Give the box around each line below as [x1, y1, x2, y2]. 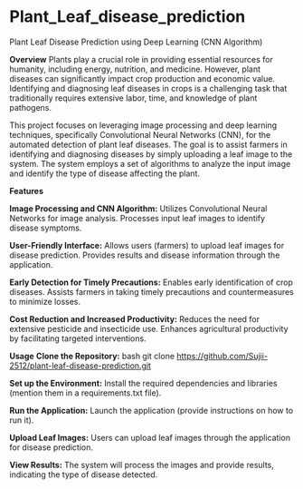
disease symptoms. [9, 222, 82, 233]
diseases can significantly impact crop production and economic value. [9, 73, 276, 83]
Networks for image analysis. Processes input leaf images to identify [9, 212, 265, 223]
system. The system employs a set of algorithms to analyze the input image [9, 158, 291, 169]
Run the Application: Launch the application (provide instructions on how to [9, 405, 294, 416]
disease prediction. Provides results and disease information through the [9, 249, 280, 260]
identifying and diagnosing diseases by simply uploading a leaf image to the [9, 148, 293, 160]
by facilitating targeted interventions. [9, 333, 147, 344]
